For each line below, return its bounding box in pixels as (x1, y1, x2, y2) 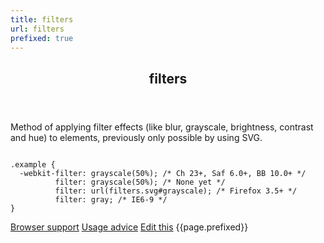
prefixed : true (10, 33, 74, 43)
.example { (10, 159, 56, 170)
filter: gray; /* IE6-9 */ (54, 194, 168, 205)
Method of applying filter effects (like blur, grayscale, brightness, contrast (10, 121, 314, 133)
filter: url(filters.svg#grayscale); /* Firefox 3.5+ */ (54, 186, 298, 196)
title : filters (10, 14, 74, 25)
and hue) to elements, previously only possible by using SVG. (10, 131, 263, 143)
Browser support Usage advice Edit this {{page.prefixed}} (10, 221, 249, 233)
